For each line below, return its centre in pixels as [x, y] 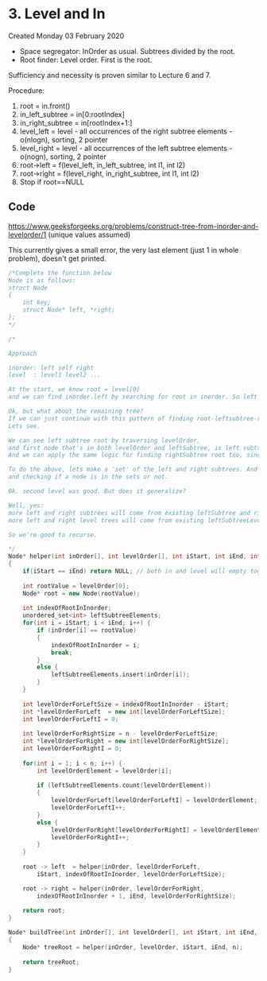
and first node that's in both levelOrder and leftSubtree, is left [124, 448]
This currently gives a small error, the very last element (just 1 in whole [124, 250]
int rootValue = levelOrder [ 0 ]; [76, 586]
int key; [37, 303]
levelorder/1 [27, 235]
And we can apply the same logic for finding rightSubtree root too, [126, 455]
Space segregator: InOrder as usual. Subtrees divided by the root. [128, 51]
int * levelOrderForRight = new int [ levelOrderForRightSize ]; [126, 741]
